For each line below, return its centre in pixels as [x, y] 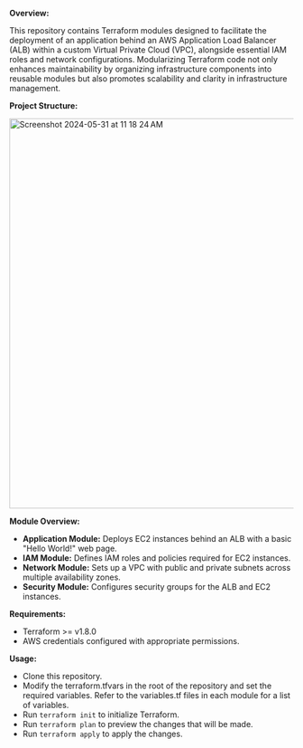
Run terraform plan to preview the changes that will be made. [138, 724]
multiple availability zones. [72, 577]
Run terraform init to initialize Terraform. [101, 715]
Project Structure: [44, 106]
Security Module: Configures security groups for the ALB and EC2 [147, 587]
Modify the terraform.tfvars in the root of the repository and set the [147, 686]
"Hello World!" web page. [69, 548]
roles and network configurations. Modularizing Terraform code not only [143, 59]
